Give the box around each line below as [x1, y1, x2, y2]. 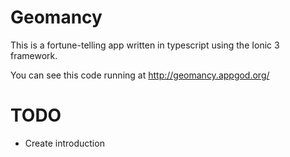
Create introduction [24, 137, 105, 149]
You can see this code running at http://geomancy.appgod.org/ [10, 69, 270, 81]
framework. [10, 49, 58, 61]
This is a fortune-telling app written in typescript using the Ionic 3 [10, 39, 280, 51]
